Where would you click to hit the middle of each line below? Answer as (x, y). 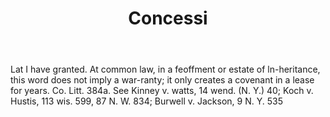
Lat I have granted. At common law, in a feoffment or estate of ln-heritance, (165, 69)
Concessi (168, 18)
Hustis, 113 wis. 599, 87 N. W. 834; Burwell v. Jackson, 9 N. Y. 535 (146, 101)
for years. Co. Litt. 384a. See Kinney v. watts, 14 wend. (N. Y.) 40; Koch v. (162, 91)
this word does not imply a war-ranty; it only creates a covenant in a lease (162, 80)
